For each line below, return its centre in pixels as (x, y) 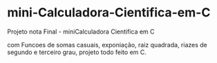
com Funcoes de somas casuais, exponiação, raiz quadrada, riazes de (107, 45)
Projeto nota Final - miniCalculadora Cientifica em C (81, 32)
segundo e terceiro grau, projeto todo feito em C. (77, 52)
